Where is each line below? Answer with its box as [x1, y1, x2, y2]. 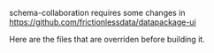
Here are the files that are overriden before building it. [9, 34, 205, 44]
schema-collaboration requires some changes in [9, 8, 186, 18]
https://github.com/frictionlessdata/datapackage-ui [9, 17, 196, 27]
